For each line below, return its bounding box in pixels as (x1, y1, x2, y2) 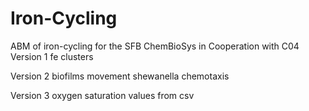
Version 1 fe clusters (10, 50, 94, 62)
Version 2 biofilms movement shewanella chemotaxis (10, 70, 230, 82)
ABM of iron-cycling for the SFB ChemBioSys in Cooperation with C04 (10, 40, 300, 52)
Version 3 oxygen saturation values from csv (10, 89, 195, 101)
